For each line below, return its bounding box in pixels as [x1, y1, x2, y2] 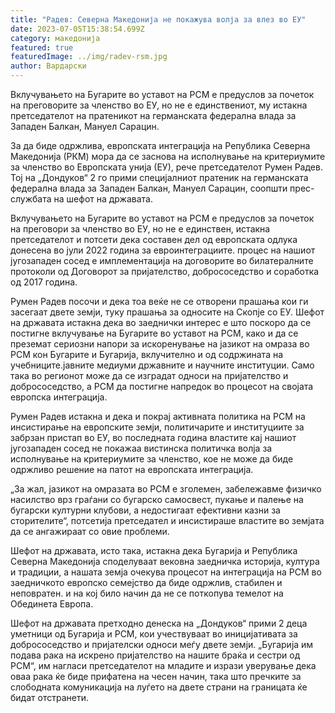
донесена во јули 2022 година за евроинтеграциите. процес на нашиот [10, 244, 316, 256]
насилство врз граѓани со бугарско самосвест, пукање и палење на [10, 494, 304, 505]
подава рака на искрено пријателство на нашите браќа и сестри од [10, 649, 301, 661]
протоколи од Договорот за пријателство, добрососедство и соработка [10, 266, 320, 277]
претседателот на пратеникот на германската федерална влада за [10, 110, 297, 121]
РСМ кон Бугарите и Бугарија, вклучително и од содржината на [10, 349, 284, 360]
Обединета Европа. [10, 598, 94, 610]
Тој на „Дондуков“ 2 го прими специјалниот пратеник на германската [10, 172, 309, 183]
